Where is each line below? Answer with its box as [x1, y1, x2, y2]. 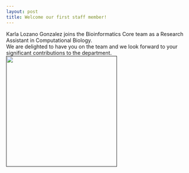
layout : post [6, 8, 38, 15]
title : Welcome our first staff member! [6, 14, 107, 20]
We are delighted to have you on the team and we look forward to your [6, 43, 178, 50]
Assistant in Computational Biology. [6, 37, 93, 44]
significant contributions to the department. [6, 49, 112, 56]
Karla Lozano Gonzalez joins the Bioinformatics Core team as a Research [6, 30, 184, 37]
